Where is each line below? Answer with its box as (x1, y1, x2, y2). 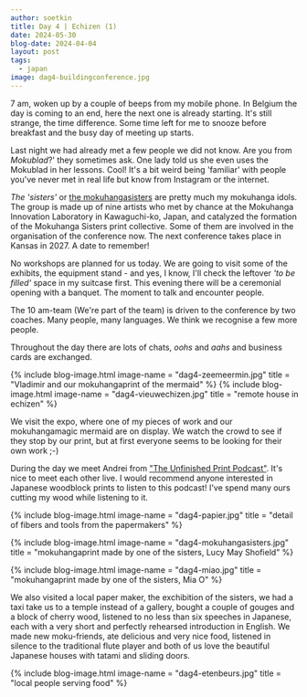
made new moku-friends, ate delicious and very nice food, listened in (10, 630, 271, 641)
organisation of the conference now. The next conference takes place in (10, 230, 281, 241)
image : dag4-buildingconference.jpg (10, 73, 150, 82)
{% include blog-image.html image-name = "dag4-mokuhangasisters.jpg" (10, 536, 290, 548)
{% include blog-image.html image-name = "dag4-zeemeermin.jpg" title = (10, 369, 291, 380)
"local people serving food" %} (10, 677, 128, 688)
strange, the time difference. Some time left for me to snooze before (10, 117, 267, 128)
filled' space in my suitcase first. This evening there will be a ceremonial (10, 277, 281, 288)
